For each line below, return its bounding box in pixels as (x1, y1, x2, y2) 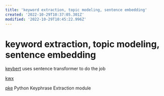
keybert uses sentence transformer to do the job (5, 66, 106, 72)
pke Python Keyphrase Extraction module (5, 85, 92, 91)
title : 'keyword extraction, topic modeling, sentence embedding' (5, 7, 147, 13)
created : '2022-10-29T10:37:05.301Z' (5, 12, 85, 17)
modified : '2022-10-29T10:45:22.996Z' (5, 17, 87, 22)
